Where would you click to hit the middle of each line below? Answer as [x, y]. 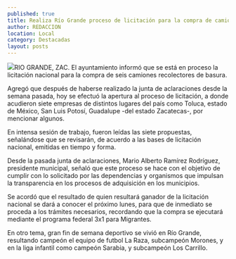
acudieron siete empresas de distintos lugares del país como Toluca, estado [117, 103]
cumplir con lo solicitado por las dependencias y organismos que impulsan [115, 176]
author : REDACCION [34, 27]
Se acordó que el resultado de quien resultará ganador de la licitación [108, 197]
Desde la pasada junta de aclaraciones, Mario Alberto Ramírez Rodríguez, [114, 160]
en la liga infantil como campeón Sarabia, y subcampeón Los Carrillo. [108, 248]
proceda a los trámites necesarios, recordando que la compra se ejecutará [115, 211]
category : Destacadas [39, 40]
